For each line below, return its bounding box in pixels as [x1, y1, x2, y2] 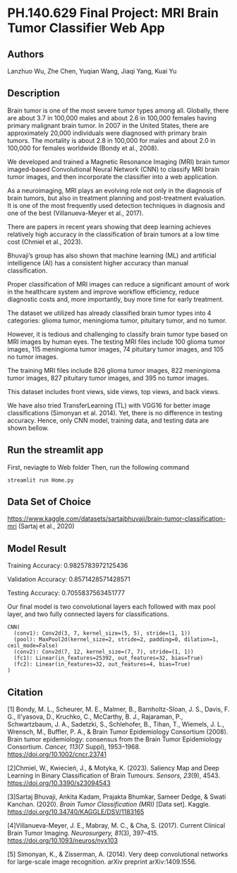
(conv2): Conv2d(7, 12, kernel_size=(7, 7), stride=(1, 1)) [13, 649, 194, 656]
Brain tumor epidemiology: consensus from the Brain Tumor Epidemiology [7, 735, 222, 744]
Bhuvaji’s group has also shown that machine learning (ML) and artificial [7, 251, 217, 260]
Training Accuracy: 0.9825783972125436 [7, 561, 128, 570]
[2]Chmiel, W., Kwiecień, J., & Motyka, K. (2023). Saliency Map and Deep [7, 764, 220, 773]
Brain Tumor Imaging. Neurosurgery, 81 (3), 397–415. [7, 829, 159, 838]
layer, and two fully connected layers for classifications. [7, 610, 169, 618]
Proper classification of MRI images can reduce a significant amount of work [7, 279, 230, 288]
